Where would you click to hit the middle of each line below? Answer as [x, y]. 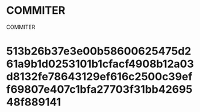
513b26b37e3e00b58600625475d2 [99, 51]
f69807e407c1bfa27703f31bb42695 [99, 90]
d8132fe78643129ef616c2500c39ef [99, 77]
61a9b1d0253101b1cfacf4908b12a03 [100, 64]
